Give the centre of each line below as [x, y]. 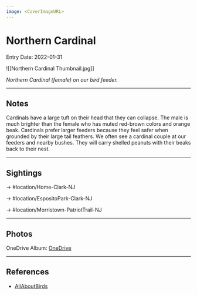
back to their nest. [28, 149]
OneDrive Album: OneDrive [39, 248]
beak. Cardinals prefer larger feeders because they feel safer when [87, 130]
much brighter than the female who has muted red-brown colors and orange [98, 124]
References [28, 272]
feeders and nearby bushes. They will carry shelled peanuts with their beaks [98, 143]
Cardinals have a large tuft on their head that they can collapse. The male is [97, 118]
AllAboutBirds [31, 286]
